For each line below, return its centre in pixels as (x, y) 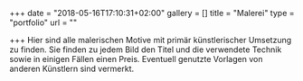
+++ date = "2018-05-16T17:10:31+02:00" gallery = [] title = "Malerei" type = (152, 13)
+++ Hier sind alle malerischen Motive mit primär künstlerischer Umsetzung (151, 40)
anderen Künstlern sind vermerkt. (72, 68)
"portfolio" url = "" (43, 22)
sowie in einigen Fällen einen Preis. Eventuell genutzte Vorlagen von (136, 59)
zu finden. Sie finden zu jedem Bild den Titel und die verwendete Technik (146, 49)
